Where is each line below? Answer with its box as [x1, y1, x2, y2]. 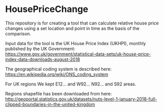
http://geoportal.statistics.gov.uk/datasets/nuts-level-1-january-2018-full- [5, 96, 157, 102]
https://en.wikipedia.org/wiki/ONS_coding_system [5, 71, 109, 77]
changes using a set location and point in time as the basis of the [5, 25, 139, 31]
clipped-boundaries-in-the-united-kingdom [5, 101, 95, 107]
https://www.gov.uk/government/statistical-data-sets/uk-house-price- [5, 51, 151, 57]
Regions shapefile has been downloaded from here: [5, 90, 112, 96]
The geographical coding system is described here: [5, 66, 112, 72]
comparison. [5, 30, 32, 36]
